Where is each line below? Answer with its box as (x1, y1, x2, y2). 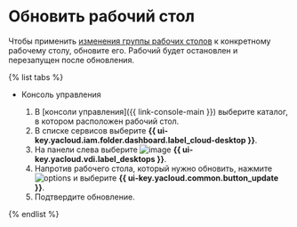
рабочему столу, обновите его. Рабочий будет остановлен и (8, 45, 238, 55)
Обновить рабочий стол (8, 6, 195, 27)
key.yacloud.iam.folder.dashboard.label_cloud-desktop (34, 134, 246, 145)
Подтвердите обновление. (34, 191, 135, 202)
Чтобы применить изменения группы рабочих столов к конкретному (8, 36, 271, 46)
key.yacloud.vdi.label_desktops (34, 153, 156, 164)
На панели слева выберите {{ (34, 144, 181, 155)
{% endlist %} (8, 208, 60, 219)
